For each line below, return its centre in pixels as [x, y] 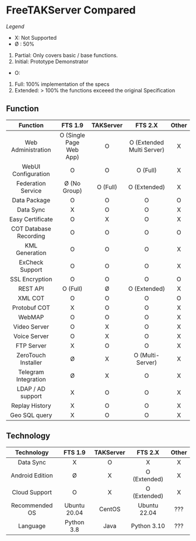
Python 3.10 [148, 526]
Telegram [31, 372]
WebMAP [31, 317]
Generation [31, 253]
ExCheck [31, 262]
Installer [31, 362]
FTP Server [31, 346]
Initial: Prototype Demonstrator [51, 61]
